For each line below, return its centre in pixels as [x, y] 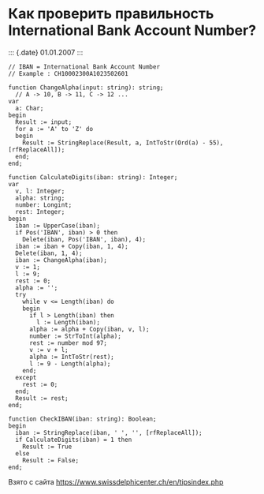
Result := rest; [42, 398]
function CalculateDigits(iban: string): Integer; [93, 177]
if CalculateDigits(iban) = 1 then [74, 440]
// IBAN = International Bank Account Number [84, 67]
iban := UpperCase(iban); [58, 226]
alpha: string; [40, 198]
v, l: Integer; [40, 191]
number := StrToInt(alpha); [75, 336]
